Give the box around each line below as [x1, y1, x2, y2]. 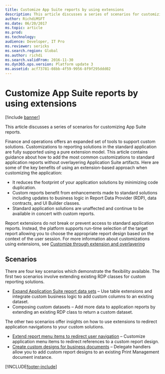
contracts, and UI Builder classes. [12, 200, 81, 206]
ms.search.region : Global [5, 48, 58, 53]
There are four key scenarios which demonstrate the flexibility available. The [5, 268, 160, 274]
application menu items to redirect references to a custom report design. [12, 338, 160, 344]
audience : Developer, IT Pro [5, 39, 65, 44]
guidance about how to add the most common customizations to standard [5, 154, 155, 160]
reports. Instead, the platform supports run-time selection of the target [5, 225, 148, 231]
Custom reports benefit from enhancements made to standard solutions [12, 189, 158, 195]
